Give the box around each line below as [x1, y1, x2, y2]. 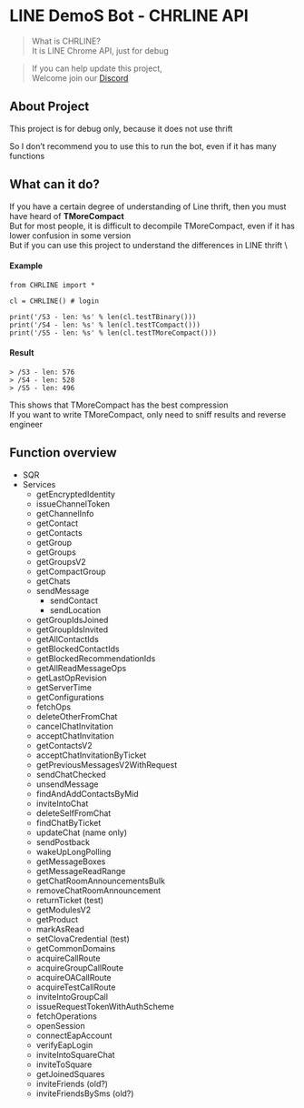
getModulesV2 [35, 904, 92, 915]
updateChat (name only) [35, 827, 128, 838]
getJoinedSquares [35, 1068, 105, 1079]
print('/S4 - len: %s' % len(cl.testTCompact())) [9, 320, 201, 329]
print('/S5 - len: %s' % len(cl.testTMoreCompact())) [9, 328, 218, 337]
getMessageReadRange [35, 865, 126, 876]
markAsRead [35, 923, 84, 934]
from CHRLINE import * [9, 280, 95, 289]
